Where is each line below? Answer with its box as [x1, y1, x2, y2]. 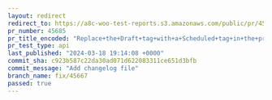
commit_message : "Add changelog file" [7, 65, 139, 73]
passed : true [7, 79, 52, 87]
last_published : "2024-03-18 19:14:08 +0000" [7, 49, 164, 57]
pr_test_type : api [7, 42, 70, 50]
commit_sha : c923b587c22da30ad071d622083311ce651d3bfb [7, 57, 197, 65]
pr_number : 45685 [7, 27, 67, 35]
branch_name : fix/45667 [7, 72, 89, 80]
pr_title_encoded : [7, 34, 70, 43]
